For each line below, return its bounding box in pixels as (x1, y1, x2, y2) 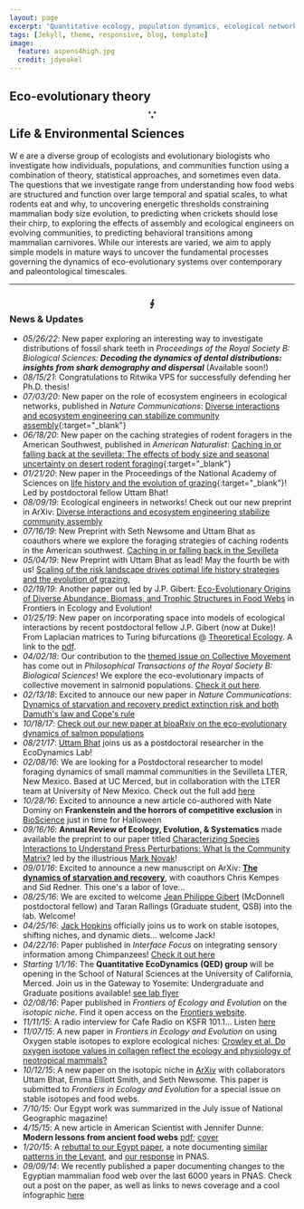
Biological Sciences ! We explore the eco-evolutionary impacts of (22, 670, 264, 681)
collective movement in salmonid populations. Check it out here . (22, 680, 262, 691)
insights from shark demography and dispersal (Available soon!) (22, 362, 269, 373)
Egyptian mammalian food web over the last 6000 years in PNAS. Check (22, 1170, 292, 1182)
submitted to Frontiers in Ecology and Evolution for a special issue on (22, 1084, 281, 1095)
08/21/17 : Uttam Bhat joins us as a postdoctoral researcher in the (22, 737, 264, 748)
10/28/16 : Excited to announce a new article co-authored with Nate (22, 795, 272, 806)
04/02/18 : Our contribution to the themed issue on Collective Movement (22, 651, 291, 662)
